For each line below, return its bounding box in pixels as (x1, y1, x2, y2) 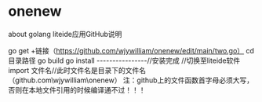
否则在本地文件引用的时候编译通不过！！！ (8, 85, 146, 94)
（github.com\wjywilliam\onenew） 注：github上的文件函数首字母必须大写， (8, 75, 254, 85)
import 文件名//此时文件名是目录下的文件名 (8, 65, 147, 75)
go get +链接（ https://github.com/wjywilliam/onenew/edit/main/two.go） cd (8, 46, 255, 55)
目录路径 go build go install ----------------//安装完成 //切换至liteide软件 (8, 56, 241, 65)
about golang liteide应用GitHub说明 (8, 29, 122, 38)
